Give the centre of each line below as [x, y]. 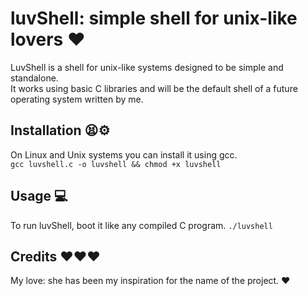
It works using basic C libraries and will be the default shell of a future [154, 88]
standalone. [34, 78]
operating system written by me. [77, 99]
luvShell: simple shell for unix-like [154, 18]
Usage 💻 [39, 196]
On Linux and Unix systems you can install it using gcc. [124, 154]
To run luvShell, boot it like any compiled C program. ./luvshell [141, 225]
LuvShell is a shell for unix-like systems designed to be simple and [147, 67]
